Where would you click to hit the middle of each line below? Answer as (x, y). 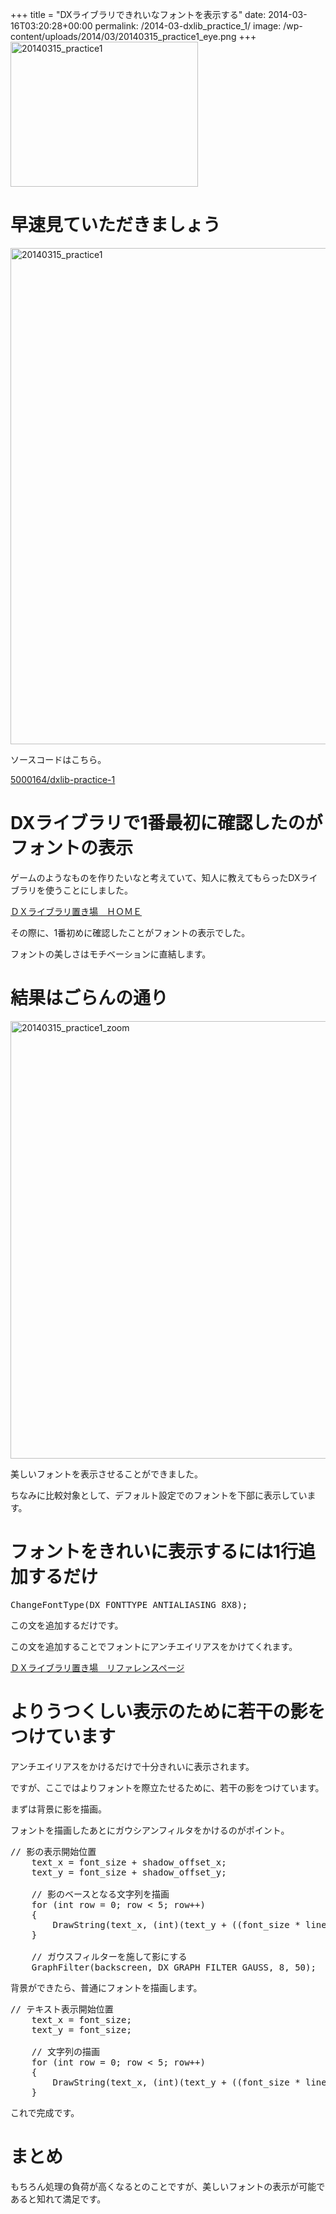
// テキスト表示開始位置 (62, 2009)
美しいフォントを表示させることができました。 (106, 1474)
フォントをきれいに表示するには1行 (154, 1552)
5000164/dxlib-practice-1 (63, 779)
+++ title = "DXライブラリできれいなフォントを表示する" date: (138, 14)
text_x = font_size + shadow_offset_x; (129, 1862)
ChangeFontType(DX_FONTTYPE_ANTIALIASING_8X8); (129, 1604)
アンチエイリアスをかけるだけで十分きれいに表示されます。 (132, 1766)
